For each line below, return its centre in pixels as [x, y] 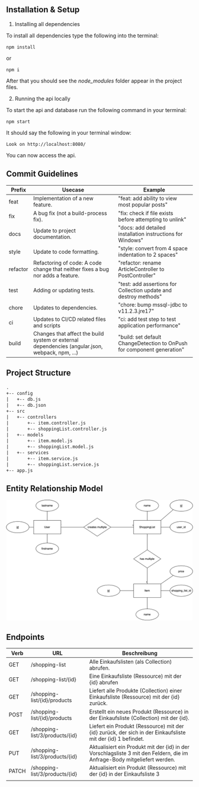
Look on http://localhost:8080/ [46, 144]
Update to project [54, 231]
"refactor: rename [140, 263]
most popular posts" [143, 205]
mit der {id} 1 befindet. [117, 738]
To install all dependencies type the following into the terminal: [82, 36]
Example [154, 190]
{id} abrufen [104, 683]
